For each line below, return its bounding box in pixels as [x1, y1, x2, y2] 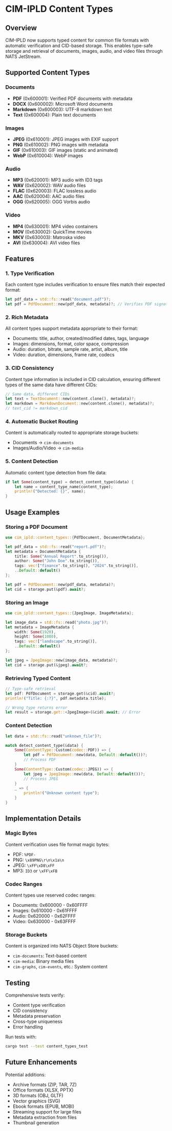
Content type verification [12, 1002, 66, 1008]
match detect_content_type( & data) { [5, 743, 83, 748]
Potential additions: [5, 1072, 46, 1078]
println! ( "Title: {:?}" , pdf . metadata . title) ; [5, 696, 106, 701]
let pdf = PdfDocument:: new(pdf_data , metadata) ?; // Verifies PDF [5, 302, 153, 307]
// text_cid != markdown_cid [5, 406, 68, 411]
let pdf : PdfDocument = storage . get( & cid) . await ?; [5, 691, 116, 696]
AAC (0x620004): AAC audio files [12, 193, 85, 200]
